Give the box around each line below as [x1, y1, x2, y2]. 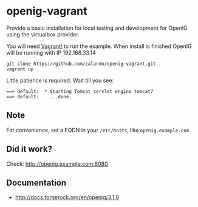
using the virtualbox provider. [6, 30, 80, 38]
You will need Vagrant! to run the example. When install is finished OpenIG [6, 42, 193, 50]
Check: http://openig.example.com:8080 [6, 160, 108, 168]
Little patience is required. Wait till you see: [6, 76, 114, 84]
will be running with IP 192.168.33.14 [6, 49, 96, 56]
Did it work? [6, 144, 53, 154]
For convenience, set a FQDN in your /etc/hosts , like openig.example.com [6, 126, 189, 134]
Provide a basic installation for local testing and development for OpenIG [6, 24, 188, 32]
